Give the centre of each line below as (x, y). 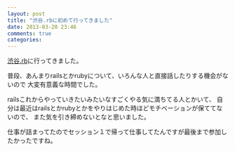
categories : (25, 40)
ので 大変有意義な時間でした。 (57, 84)
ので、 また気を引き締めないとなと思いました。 (81, 117)
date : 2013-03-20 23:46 (42, 27)
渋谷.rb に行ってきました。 (45, 61)
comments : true (29, 33)
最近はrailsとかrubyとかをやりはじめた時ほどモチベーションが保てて (118, 108)
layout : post (26, 14)
